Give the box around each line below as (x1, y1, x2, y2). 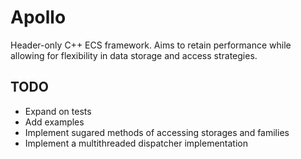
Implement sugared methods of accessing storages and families (24, 126, 290, 138)
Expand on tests (24, 105, 92, 117)
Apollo (10, 6, 67, 29)
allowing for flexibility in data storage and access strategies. (10, 49, 258, 61)
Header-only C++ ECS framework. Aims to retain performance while (10, 39, 292, 51)
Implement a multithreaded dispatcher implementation (24, 137, 249, 149)
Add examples (24, 116, 85, 128)
